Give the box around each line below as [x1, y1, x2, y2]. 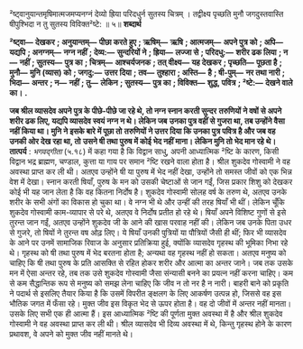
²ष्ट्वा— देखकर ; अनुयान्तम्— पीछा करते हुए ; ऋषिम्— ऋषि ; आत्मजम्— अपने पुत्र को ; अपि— [9, 37, 284, 47]
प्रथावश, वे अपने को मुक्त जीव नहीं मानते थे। [9, 329, 133, 339]
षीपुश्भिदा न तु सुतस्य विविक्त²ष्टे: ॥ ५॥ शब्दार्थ [9, 19, 142, 29]
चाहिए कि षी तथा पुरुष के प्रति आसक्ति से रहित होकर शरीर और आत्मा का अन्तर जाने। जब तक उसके [9, 258, 293, 268]
